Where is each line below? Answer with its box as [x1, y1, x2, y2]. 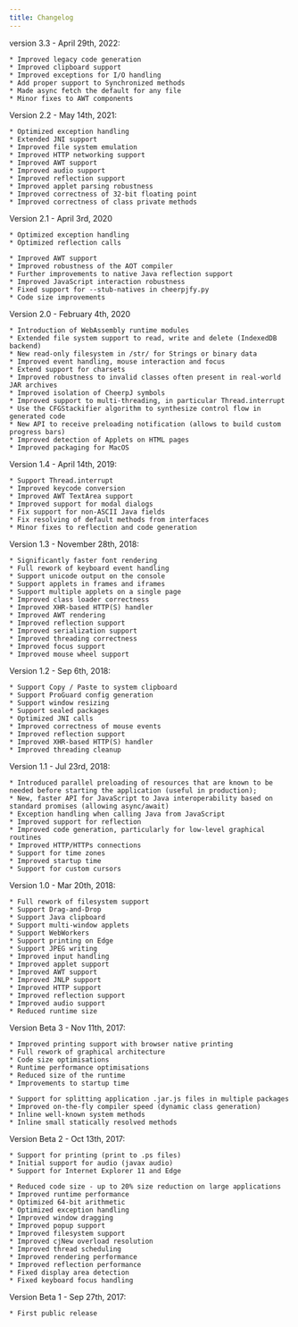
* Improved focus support [9, 642, 105, 651]
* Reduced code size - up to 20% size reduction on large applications [9, 1181, 281, 1191]
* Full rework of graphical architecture [9, 1047, 166, 1056]
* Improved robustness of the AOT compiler [9, 261, 174, 271]
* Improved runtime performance [9, 1189, 129, 1198]
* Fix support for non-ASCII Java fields [9, 507, 166, 517]
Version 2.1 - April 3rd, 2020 [9, 213, 113, 223]
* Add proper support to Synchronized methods [9, 78, 186, 88]
